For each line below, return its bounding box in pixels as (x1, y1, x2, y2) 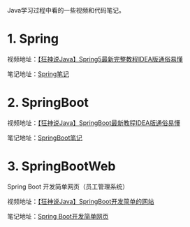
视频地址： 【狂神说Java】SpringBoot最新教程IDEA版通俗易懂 (7, 118, 180, 127)
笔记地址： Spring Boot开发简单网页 (7, 212, 109, 220)
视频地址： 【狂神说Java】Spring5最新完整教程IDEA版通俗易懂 (7, 54, 183, 63)
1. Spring (7, 31, 59, 47)
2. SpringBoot (7, 95, 89, 110)
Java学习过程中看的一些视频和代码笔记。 (7, 6, 126, 14)
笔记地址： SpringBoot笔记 (7, 133, 82, 142)
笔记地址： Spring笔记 (7, 69, 70, 78)
